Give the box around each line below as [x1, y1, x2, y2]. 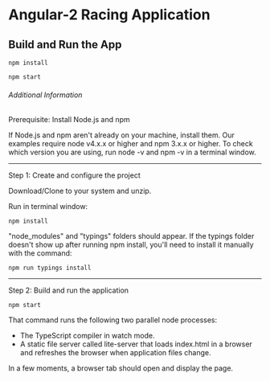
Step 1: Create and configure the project [8, 170, 141, 180]
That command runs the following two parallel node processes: [8, 315, 218, 325]
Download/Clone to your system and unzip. [8, 186, 152, 196]
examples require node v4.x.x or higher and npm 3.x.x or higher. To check [8, 139, 253, 149]
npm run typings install [8, 264, 92, 272]
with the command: [8, 248, 72, 258]
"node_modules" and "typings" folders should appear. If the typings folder [8, 231, 255, 241]
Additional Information [8, 90, 83, 100]
